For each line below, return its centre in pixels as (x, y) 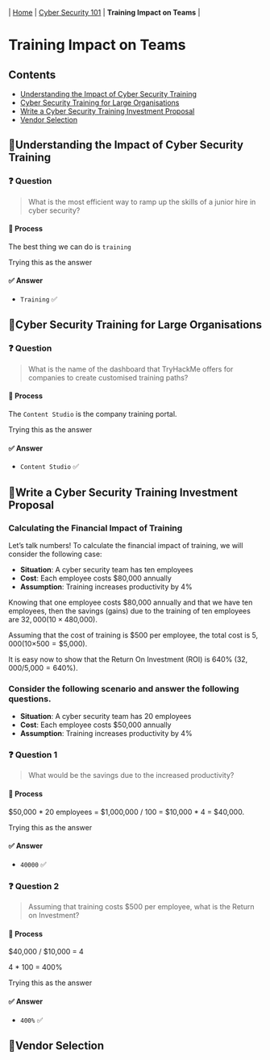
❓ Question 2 (34, 886)
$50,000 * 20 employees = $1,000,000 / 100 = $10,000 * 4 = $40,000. (126, 812)
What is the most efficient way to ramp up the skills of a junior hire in (142, 202)
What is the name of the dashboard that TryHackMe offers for (131, 369)
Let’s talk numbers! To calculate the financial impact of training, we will (126, 545)
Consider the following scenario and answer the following (124, 688)
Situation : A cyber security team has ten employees (106, 569)
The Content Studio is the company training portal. (93, 414)
